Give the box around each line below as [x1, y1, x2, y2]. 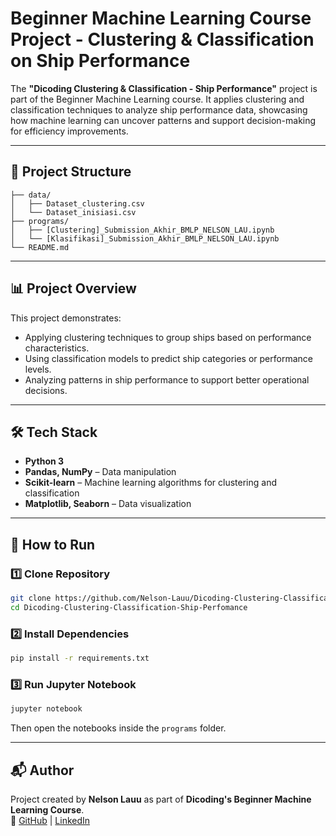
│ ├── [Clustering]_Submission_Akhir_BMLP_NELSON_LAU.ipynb [10, 225, 275, 235]
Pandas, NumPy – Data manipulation [24, 466, 177, 478]
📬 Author [10, 762, 75, 779]
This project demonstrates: [10, 312, 122, 324]
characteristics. [24, 342, 90, 354]
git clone [10, 593, 52, 604]
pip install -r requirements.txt [10, 653, 150, 664]
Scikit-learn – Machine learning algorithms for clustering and [24, 477, 278, 489]
